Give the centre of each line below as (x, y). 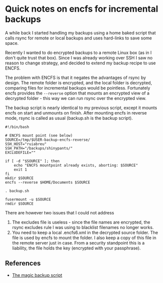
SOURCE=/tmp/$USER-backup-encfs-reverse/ (48, 140)
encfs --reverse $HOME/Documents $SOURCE (48, 182)
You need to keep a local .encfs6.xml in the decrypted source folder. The (85, 232)
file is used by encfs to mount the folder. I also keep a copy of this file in (84, 238)
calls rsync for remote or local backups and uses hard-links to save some (79, 38)
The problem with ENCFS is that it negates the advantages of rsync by (75, 77)
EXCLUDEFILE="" (20, 152)
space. (12, 43)
